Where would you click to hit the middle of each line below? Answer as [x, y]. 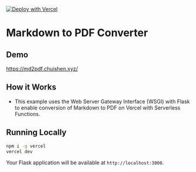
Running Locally [36, 133]
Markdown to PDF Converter [77, 33]
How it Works [31, 87]
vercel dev [19, 151]
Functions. [27, 114]
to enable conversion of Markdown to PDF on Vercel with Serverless [97, 107]
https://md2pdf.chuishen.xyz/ [42, 69]
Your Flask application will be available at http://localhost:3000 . [85, 163]
